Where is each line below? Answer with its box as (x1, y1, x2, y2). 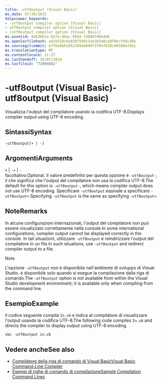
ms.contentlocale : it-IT (5, 52, 55, 57)
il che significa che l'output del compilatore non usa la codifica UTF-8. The (5, 177, 153, 183)
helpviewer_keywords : (5, 16, 49, 21)
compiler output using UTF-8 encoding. (5, 114, 85, 120)
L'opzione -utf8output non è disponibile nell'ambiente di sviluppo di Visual (5, 265, 155, 271)
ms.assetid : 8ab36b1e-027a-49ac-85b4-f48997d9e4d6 (5, 35, 110, 39)
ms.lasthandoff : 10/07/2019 (5, 57, 62, 62)
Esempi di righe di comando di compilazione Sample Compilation (12, 368, 141, 375)
